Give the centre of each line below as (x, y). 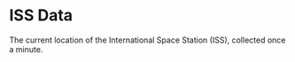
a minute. (26, 49)
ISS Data (41, 15)
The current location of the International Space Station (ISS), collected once (147, 40)
